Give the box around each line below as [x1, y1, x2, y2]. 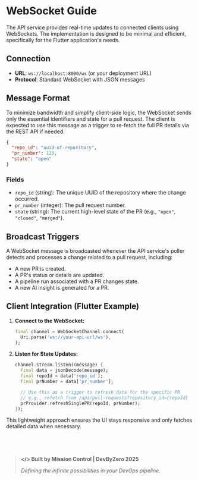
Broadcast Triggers [6, 231, 80, 241]
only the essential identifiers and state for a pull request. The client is [6, 115, 175, 123]
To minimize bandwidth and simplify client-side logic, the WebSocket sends [6, 109, 191, 116]
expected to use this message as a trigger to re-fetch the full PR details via [6, 121, 189, 128]
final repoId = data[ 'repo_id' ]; [20, 373, 103, 379]
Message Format [6, 93, 70, 103]
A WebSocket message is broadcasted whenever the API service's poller [6, 247, 185, 255]
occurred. [14, 195, 39, 203]
